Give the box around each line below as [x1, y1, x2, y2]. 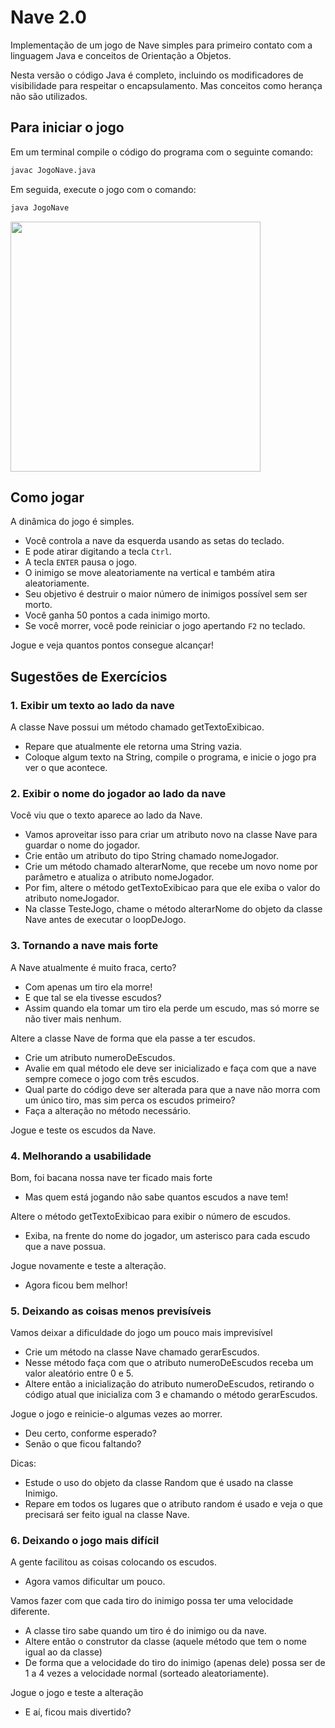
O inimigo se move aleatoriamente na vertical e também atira [24, 567, 276, 579]
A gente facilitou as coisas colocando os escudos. [10, 1556, 218, 1568]
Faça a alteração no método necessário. [24, 1104, 192, 1116]
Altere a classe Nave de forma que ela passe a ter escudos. [10, 1032, 256, 1044]
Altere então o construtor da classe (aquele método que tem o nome [24, 1636, 307, 1648]
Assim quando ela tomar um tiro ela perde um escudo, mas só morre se [24, 1002, 320, 1014]
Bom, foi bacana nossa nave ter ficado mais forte [10, 1171, 213, 1183]
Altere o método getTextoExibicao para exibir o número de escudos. [10, 1210, 291, 1222]
